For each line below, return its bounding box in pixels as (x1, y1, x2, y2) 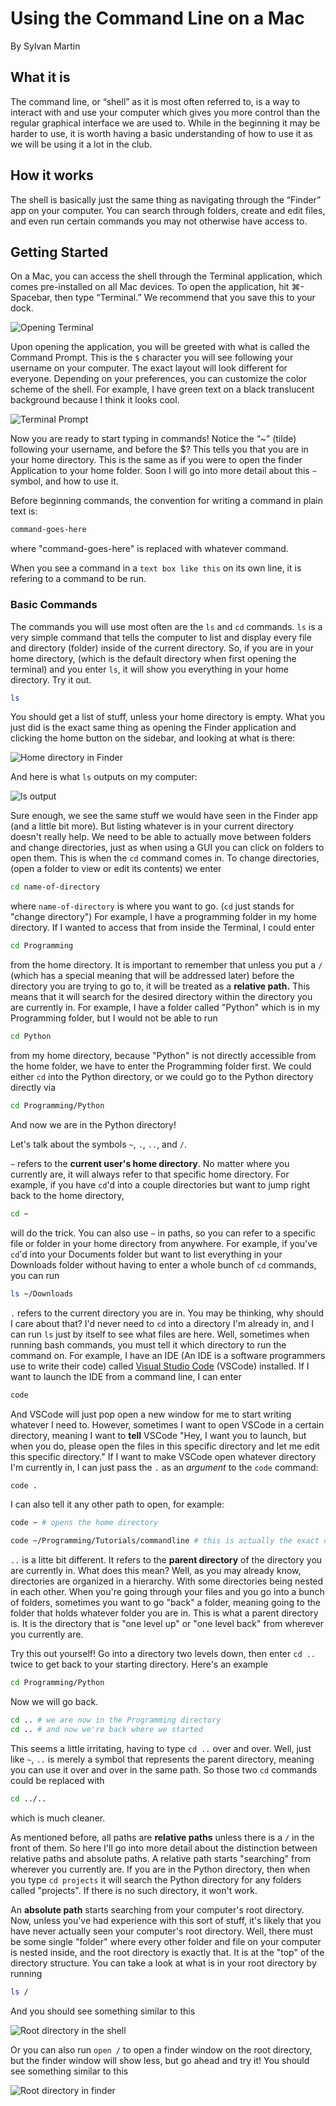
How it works (10, 167, 94, 184)
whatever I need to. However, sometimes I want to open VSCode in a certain (10, 1418, 325, 1431)
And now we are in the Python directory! (10, 1118, 177, 1131)
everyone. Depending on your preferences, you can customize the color (10, 373, 307, 385)
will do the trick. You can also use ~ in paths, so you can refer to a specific (10, 1227, 317, 1239)
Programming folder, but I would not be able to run (10, 1012, 218, 1024)
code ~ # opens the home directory (10, 1518, 159, 1528)
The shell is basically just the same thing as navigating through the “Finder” (10, 193, 322, 206)
